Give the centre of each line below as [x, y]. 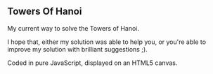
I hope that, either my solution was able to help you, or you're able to [106, 42]
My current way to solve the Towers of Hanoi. [73, 28]
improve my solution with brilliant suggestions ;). [77, 49]
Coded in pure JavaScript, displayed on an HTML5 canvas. [92, 63]
